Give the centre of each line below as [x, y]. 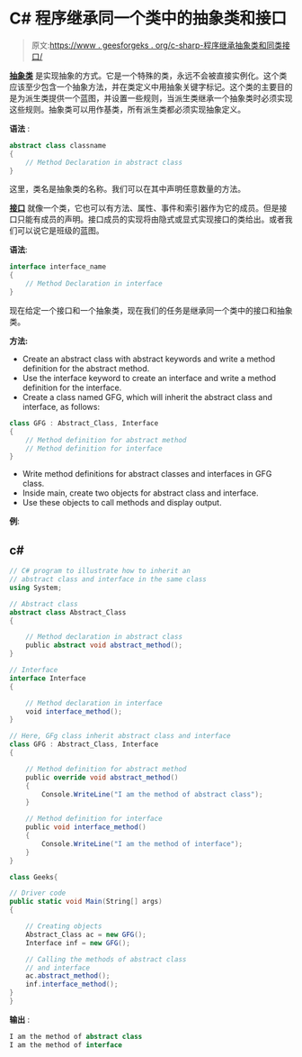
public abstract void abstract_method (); [104, 645]
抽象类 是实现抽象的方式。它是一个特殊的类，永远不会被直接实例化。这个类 [148, 75]
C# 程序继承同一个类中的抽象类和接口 [148, 18]
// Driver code [38, 893]
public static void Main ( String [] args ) [86, 902]
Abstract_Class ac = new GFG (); [86, 934]
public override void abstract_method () [102, 777]
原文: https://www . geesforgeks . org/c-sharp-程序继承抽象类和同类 [157, 45]
